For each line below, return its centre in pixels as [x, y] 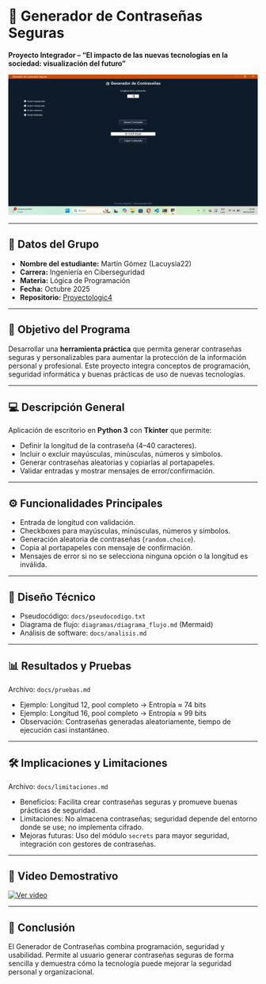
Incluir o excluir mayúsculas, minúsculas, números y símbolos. [121, 454]
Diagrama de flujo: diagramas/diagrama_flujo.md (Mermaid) [116, 624]
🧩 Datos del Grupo [54, 245]
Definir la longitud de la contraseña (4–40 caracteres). [108, 446]
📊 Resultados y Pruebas [70, 666]
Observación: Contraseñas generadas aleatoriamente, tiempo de [125, 722]
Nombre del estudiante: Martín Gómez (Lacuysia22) [106, 263]
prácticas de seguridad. [58, 810]
